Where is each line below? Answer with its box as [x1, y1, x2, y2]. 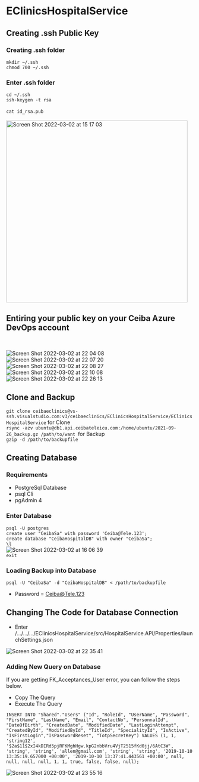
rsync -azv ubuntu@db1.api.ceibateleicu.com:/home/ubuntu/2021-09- [6, 425, 177, 431]
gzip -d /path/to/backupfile [6, 437, 78, 443]
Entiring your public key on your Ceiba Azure [6, 313, 175, 323]
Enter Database [6, 512, 52, 520]
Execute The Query [14, 700, 62, 707]
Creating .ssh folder [6, 46, 65, 54]
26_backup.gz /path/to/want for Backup [6, 430, 105, 437]
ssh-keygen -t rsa [6, 97, 52, 103]
